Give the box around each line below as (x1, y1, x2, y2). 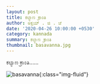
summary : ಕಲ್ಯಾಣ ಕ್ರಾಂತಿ (6, 37, 52, 43)
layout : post (6, 8, 39, 15)
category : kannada (6, 31, 52, 37)
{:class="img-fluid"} (38, 70, 89, 78)
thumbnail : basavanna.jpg (6, 43, 71, 49)
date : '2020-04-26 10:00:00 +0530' (6, 25, 95, 32)
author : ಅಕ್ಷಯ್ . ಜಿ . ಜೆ (6, 20, 62, 26)
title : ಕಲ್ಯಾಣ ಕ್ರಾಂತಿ (6, 14, 47, 20)
